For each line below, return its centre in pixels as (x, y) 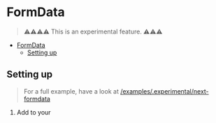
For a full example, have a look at (71, 91)
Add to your (34, 112)
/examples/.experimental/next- (165, 91)
